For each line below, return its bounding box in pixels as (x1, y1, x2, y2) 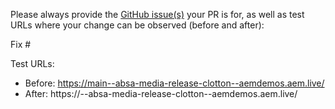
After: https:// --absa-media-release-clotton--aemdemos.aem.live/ (24, 88, 298, 99)
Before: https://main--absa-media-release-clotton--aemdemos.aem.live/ (24, 77, 325, 89)
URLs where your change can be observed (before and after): (10, 19, 265, 31)
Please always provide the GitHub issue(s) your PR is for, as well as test (10, 9, 305, 20)
